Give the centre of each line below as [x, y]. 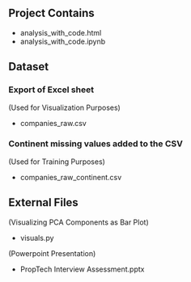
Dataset [29, 67]
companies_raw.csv [53, 123]
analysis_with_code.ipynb [63, 41]
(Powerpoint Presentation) [52, 253]
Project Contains [51, 13]
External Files [43, 202]
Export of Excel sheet [51, 90]
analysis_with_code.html [61, 32]
